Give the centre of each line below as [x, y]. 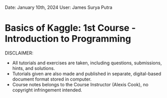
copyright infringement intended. [47, 90]
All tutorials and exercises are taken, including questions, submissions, [87, 63]
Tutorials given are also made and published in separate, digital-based [87, 73]
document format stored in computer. [52, 79]
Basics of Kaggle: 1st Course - [70, 28]
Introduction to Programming [68, 39]
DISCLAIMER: [19, 53]
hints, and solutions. [33, 68]
